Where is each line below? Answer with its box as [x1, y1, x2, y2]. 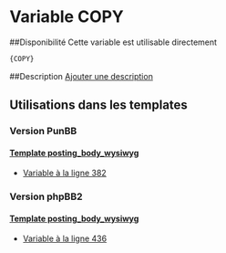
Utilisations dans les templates [9, 98, 189, 113]
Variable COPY [9, 6, 125, 27]
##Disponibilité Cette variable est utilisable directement [9, 37, 217, 47]
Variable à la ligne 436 [22, 233, 108, 244]
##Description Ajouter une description [9, 70, 153, 81]
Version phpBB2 [9, 190, 84, 203]
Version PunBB [9, 125, 77, 138]
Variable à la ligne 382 [22, 167, 107, 179]
